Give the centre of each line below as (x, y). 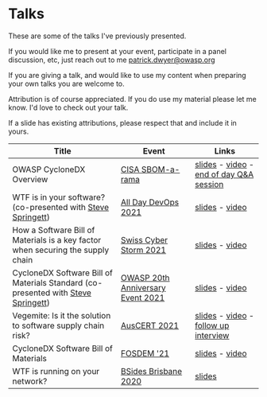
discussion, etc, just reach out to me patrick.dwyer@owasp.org (112, 60)
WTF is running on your (56, 371)
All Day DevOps (150, 202)
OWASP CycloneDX (49, 169)
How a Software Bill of (54, 230)
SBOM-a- (161, 169)
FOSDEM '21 (145, 353)
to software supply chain (58, 325)
